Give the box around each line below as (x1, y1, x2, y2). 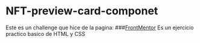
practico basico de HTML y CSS (5, 30, 86, 37)
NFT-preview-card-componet (5, 4, 158, 18)
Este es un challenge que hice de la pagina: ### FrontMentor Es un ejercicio (5, 24, 194, 31)
